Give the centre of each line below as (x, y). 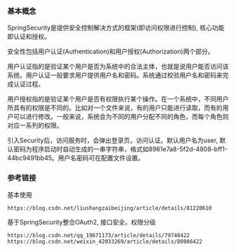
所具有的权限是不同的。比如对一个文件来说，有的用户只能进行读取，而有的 (115, 108)
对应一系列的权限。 (35, 125)
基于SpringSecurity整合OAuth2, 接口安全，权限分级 (81, 222)
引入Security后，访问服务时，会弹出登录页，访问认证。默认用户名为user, (113, 140)
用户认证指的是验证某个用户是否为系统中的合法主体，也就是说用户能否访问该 (118, 67)
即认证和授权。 (29, 37)
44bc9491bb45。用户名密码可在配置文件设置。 (76, 158)
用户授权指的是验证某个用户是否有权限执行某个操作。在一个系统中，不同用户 (118, 99)
